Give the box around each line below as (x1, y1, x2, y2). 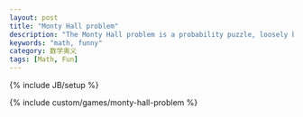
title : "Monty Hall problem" (9, 22, 119, 31)
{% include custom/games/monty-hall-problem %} (9, 97, 198, 108)
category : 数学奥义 (9, 47, 78, 56)
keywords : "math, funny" (9, 38, 103, 48)
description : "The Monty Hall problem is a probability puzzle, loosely (9, 30, 289, 39)
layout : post (9, 13, 59, 22)
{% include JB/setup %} (9, 80, 99, 90)
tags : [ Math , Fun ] (9, 55, 78, 64)
